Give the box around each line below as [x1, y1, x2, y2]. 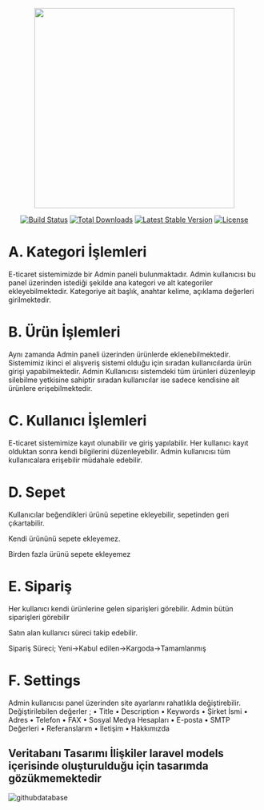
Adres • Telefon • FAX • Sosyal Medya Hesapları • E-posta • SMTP [8, 715, 230, 724]
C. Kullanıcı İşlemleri [8, 412, 147, 430]
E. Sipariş [8, 577, 73, 595]
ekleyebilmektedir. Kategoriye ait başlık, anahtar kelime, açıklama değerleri [8, 286, 254, 296]
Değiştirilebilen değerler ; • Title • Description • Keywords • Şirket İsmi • [8, 706, 248, 716]
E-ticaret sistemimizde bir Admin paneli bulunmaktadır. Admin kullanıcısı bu [8, 269, 256, 279]
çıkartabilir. [8, 518, 46, 528]
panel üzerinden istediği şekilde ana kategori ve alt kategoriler [8, 277, 214, 288]
